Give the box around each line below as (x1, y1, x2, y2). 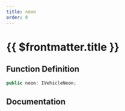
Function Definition (6, 64, 80, 74)
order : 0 (6, 14, 28, 20)
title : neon (6, 8, 36, 15)
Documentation (6, 97, 66, 107)
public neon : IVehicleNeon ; (6, 80, 77, 86)
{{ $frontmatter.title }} (6, 40, 120, 54)
